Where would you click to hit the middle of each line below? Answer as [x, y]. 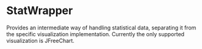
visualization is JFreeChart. [41, 40]
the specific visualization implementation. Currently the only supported [96, 34]
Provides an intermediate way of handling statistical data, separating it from [101, 28]
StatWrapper [40, 11]
